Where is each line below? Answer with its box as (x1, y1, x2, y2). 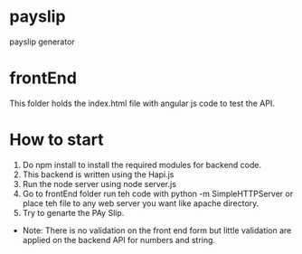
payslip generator (9, 36, 75, 47)
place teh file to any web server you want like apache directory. (22, 197, 260, 209)
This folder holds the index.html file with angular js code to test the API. (9, 98, 276, 108)
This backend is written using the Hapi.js (22, 169, 175, 180)
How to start (9, 129, 104, 150)
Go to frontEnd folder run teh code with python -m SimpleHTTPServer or (22, 188, 294, 199)
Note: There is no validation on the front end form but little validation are (22, 224, 292, 236)
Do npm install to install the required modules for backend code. (22, 159, 262, 170)
